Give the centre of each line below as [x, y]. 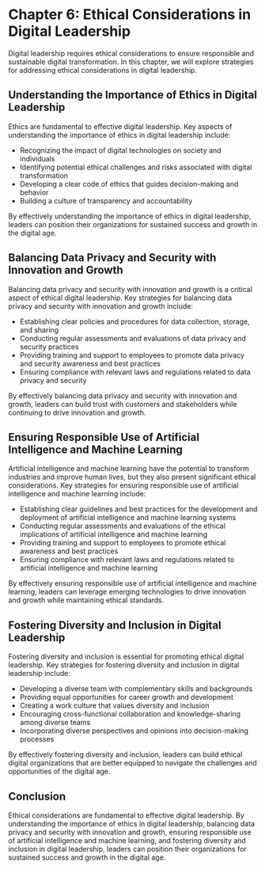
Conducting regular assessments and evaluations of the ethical [122, 526]
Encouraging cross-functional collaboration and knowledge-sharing [130, 714]
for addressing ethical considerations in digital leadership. [103, 70]
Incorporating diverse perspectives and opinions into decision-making [134, 731]
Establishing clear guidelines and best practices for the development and [138, 509]
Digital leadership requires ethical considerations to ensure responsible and [131, 53]
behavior [34, 192]
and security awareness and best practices [90, 363]
